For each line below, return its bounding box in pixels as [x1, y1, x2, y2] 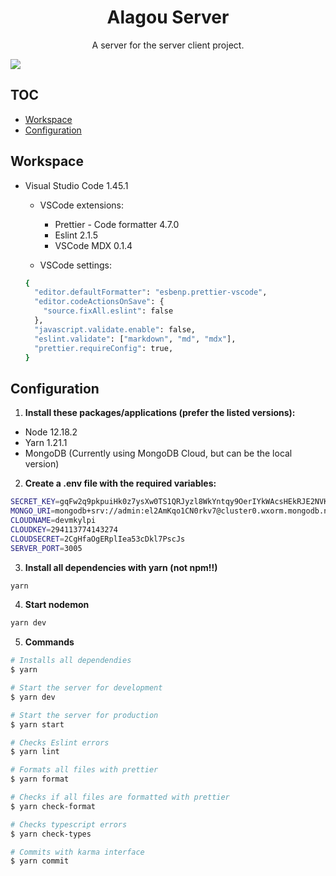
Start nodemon [24, 599, 90, 611]
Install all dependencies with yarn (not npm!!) [24, 561, 218, 573]
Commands [24, 636, 75, 648]
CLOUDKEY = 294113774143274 [10, 524, 118, 535]
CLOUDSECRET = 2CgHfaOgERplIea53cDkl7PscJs [10, 534, 186, 544]
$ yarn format [10, 774, 70, 785]
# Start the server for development [10, 683, 163, 693]
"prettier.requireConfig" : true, [34, 343, 174, 353]
